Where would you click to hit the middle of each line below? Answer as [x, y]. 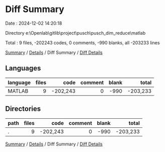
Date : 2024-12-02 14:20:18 [34, 23]
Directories [23, 109]
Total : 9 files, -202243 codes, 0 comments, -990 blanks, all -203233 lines [82, 43]
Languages [23, 68]
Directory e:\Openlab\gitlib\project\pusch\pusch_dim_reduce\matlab [75, 33]
